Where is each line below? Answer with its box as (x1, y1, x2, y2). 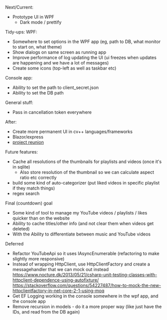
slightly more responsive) (12, 256, 65, 261)
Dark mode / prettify (19, 19, 62, 25)
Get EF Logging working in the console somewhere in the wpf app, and (12, 293, 159, 299)
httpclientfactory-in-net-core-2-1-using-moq (12, 287, 105, 293)
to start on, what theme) (12, 44, 62, 49)
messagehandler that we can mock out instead (12, 266, 109, 272)
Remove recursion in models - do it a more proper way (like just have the (12, 303, 162, 309)
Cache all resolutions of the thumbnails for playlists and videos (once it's (12, 158, 162, 164)
